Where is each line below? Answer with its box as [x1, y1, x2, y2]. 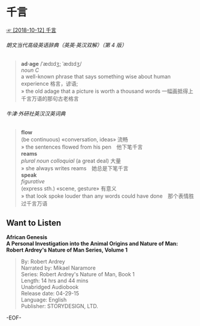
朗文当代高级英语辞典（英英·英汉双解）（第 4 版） [6, 41, 127, 49]
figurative [20, 178, 45, 185]
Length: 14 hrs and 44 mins [20, 277, 89, 285]
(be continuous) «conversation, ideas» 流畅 [20, 136, 128, 143]
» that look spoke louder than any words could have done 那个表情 [20, 192, 189, 200]
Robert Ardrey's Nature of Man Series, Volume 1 [6, 246, 128, 253]
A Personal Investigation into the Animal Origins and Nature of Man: [6, 240, 178, 247]
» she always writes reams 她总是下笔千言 [20, 165, 129, 172]
